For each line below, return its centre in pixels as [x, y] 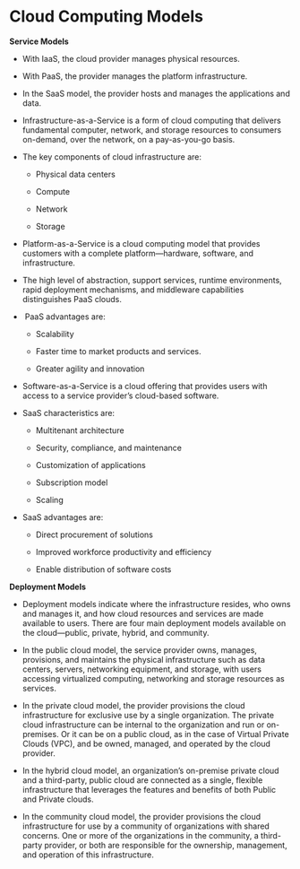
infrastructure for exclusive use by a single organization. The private [148, 715]
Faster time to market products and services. [118, 351]
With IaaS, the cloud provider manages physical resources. [131, 58]
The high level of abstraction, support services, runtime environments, [152, 280]
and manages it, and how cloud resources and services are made [143, 613]
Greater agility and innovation [90, 369]
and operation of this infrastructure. [88, 855]
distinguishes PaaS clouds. [72, 299]
